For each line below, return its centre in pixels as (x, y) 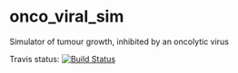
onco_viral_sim (67, 17)
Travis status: (35, 59)
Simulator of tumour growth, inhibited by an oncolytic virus (119, 41)
